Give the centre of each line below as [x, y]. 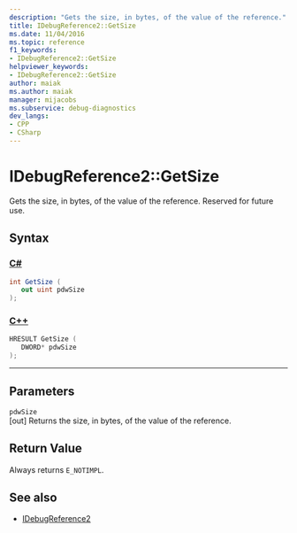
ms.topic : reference [47, 42]
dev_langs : [29, 116]
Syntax [29, 239]
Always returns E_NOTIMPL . [57, 469]
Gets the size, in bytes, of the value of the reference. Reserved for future [141, 201]
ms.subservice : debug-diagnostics [73, 108]
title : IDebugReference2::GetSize [73, 26]
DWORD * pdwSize [49, 348]
